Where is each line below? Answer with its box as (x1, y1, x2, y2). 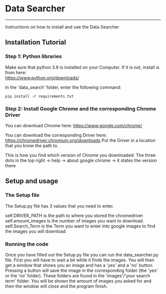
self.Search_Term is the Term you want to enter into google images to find (5, 223, 156, 229)
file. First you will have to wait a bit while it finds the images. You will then (5, 257, 155, 263)
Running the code (5, 240, 48, 247)
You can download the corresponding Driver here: (5, 132, 107, 138)
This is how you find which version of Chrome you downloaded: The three (5, 152, 156, 158)
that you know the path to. (5, 143, 59, 148)
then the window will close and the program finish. (5, 283, 108, 289)
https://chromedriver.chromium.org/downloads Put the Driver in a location (5, 137, 156, 143)
